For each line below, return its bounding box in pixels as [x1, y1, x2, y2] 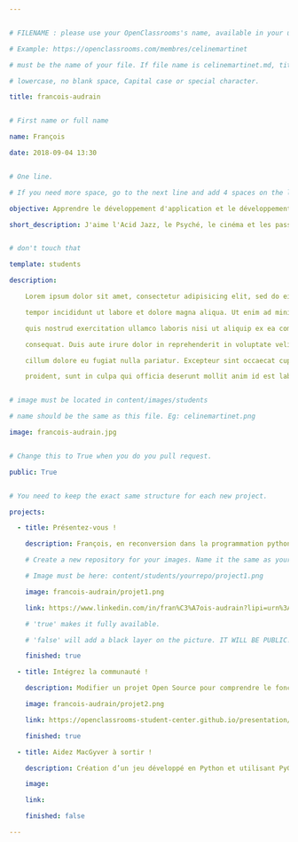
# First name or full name [9, 116, 109, 125]
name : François [9, 132, 66, 142]
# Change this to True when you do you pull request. [9, 452, 213, 460]
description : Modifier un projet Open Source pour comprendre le [25, 684, 272, 693]
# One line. [9, 172, 53, 181]
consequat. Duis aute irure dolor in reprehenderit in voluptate [25, 340, 272, 349]
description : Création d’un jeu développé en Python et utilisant [25, 764, 276, 773]
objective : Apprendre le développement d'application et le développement [9, 204, 292, 213]
